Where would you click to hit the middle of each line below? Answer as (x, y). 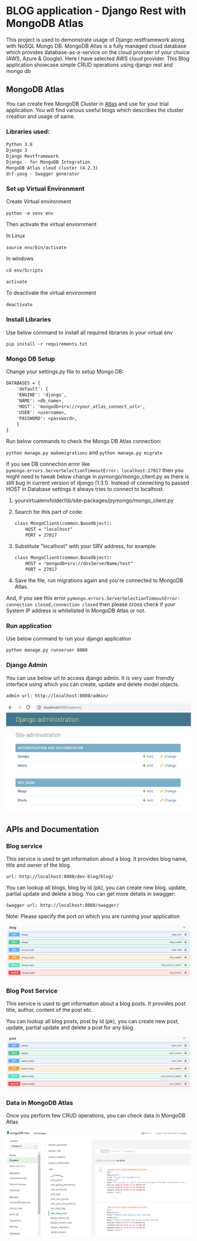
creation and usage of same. (40, 116)
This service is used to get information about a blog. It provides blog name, (97, 859)
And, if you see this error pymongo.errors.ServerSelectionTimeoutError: (93, 598)
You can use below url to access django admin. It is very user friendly (90, 678)
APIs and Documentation (52, 829)
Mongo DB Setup (31, 359)
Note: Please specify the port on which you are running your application (93, 916)
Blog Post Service (32, 991)
